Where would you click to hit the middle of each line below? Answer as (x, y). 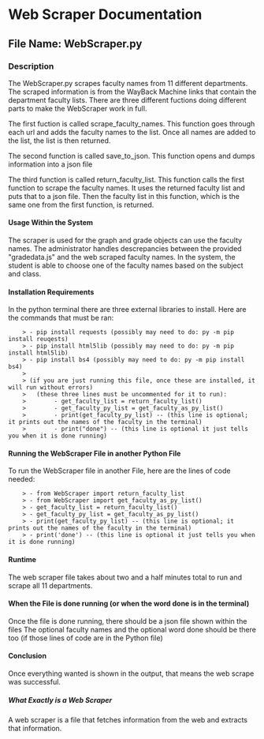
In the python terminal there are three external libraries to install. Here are (127, 309)
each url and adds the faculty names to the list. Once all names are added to (132, 132)
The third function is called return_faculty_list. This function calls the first (126, 179)
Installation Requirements (51, 292)
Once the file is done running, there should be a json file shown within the (128, 621)
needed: (22, 479)
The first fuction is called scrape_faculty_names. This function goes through (132, 123)
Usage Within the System (50, 223)
